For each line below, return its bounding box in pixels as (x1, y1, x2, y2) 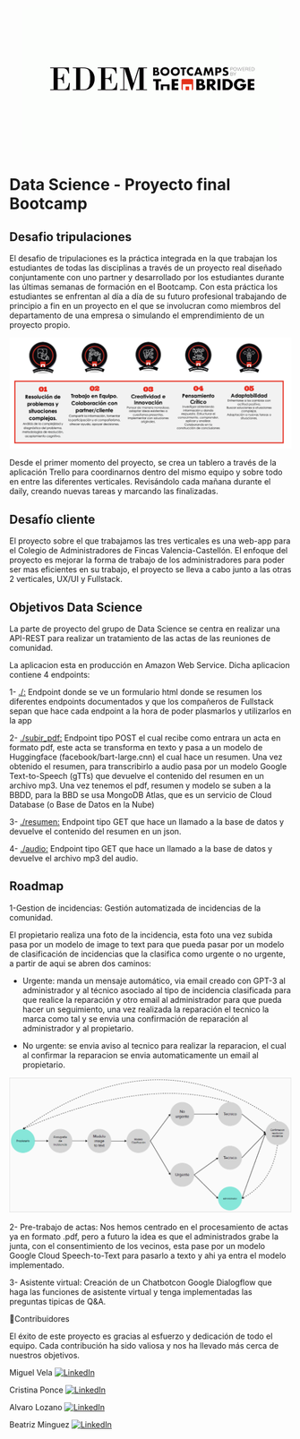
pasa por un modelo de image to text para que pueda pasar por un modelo (9, 938, 285, 949)
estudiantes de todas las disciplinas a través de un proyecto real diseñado (9, 262, 282, 273)
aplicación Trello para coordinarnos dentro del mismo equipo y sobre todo (9, 467, 283, 477)
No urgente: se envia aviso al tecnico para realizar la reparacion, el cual (21, 1040, 287, 1050)
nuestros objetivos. (9, 1350, 81, 1361)
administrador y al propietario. (21, 1023, 134, 1033)
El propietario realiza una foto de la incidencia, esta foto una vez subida (9, 929, 273, 940)
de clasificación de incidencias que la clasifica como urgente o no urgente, (9, 948, 287, 959)
